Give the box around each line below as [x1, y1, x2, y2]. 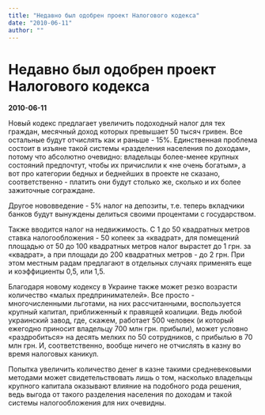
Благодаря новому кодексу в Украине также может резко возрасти [8, 282, 237, 292]
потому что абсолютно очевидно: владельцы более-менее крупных [8, 152, 239, 162]
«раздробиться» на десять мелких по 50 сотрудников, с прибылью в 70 [8, 333, 253, 342]
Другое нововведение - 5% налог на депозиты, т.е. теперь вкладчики [8, 201, 245, 210]
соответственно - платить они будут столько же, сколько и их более [8, 177, 241, 187]
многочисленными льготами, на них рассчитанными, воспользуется [8, 299, 241, 308]
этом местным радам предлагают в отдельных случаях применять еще [8, 258, 252, 268]
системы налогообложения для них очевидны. [8, 398, 167, 408]
